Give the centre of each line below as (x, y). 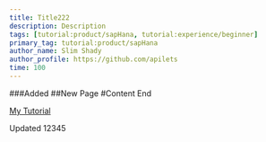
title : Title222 (39, 18)
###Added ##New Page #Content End (81, 93)
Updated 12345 (38, 128)
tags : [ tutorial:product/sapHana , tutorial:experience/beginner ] (133, 34)
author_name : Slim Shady (56, 51)
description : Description (57, 26)
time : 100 (28, 68)
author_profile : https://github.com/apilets (94, 59)
